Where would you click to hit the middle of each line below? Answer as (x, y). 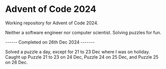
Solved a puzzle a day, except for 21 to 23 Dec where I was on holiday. (78, 52)
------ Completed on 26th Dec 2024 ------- (50, 42)
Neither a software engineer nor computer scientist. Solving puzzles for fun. (83, 32)
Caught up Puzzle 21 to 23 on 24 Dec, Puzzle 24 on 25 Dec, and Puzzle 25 (82, 57)
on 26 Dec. (17, 62)
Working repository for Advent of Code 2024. (52, 23)
